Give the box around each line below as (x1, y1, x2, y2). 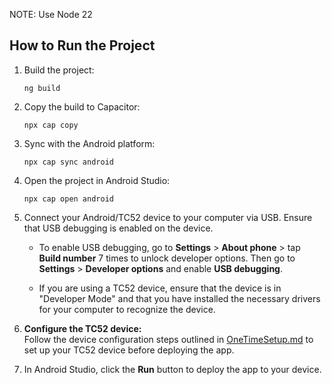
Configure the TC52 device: (23, 322, 142, 334)
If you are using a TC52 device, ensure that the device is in (38, 282, 282, 294)
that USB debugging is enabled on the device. (23, 222, 214, 234)
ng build (23, 83, 61, 93)
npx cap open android (23, 194, 114, 204)
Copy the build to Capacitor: (23, 100, 141, 113)
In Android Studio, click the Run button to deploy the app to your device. (23, 363, 322, 375)
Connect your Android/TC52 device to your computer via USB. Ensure (23, 211, 313, 223)
